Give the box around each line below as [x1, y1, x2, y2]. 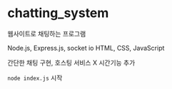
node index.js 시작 [7, 73, 63, 82]
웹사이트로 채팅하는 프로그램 [7, 29, 86, 38]
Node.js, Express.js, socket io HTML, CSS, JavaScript [7, 43, 165, 52]
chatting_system [7, 5, 109, 21]
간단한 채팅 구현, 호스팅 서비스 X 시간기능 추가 [7, 58, 136, 67]
